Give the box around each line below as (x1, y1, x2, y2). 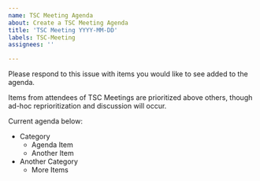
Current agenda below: (8, 116, 83, 126)
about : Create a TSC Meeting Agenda (8, 19, 128, 27)
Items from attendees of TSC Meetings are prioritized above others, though (8, 93, 253, 102)
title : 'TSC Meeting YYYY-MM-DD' (8, 26, 118, 34)
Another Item (31, 149, 74, 158)
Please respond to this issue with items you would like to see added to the (8, 69, 248, 79)
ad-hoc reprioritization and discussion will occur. (8, 102, 167, 111)
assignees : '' (8, 41, 55, 49)
